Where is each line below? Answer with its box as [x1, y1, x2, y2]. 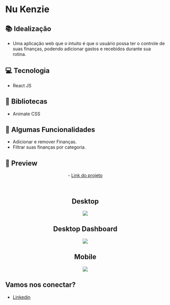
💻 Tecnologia [5, 66, 50, 75]
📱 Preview [5, 159, 38, 167]
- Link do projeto [67, 173, 103, 179]
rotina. [12, 51, 26, 57]
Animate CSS [12, 111, 41, 117]
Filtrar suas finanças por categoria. [12, 144, 86, 150]
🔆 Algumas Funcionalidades [5, 125, 95, 134]
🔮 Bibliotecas [5, 97, 48, 106]
